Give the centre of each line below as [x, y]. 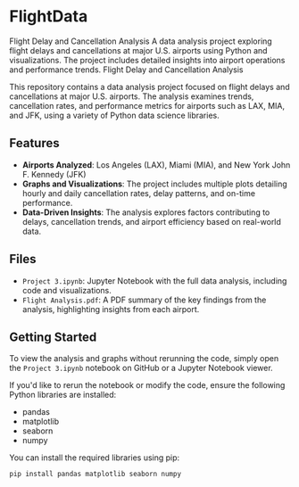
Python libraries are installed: [63, 395]
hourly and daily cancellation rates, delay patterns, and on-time [139, 193]
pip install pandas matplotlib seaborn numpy [95, 475]
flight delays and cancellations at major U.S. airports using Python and [138, 50]
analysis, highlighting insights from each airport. [111, 309]
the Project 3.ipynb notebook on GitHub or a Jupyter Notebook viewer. [141, 368]
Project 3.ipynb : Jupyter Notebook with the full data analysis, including [154, 281]
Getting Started [53, 337]
